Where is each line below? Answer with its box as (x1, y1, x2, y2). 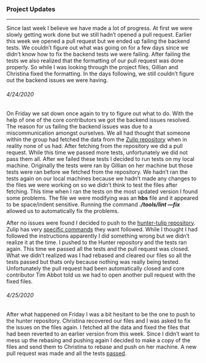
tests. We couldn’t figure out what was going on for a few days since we (6, 44, 189, 51)
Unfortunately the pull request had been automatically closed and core (6, 264, 185, 272)
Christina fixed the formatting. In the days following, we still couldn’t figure (6, 70, 194, 78)
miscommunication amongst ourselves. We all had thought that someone (6, 129, 191, 137)
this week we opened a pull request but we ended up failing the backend (6, 37, 190, 45)
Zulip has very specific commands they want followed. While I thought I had (6, 225, 198, 233)
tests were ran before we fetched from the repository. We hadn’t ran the (6, 168, 188, 176)
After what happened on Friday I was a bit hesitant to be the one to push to (6, 310, 196, 318)
